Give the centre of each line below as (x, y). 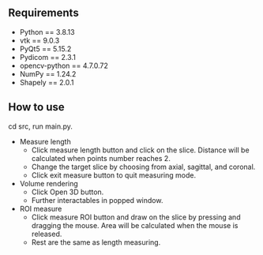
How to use (36, 107)
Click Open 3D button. (68, 192)
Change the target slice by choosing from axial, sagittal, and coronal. (143, 167)
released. (47, 234)
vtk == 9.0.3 (39, 40)
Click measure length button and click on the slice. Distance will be (141, 150)
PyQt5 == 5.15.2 (45, 49)
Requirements (43, 13)
